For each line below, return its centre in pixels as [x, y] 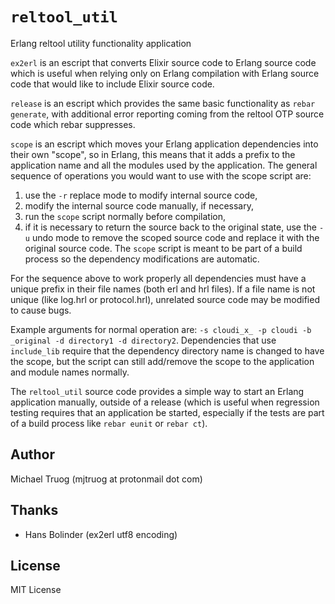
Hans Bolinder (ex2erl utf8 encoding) [101, 534]
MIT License [36, 590]
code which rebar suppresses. [73, 124]
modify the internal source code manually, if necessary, [139, 205]
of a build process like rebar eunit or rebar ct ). [109, 423]
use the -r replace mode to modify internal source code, [141, 195]
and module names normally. [70, 372]
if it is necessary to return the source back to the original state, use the [170, 227]
